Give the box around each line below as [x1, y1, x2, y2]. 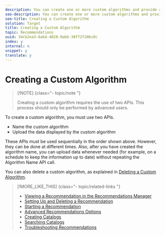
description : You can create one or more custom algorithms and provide [5, 7, 157, 12]
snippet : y [5, 48, 27, 53]
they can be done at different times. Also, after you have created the [5, 144, 143, 150]
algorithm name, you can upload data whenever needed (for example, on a [5, 149, 156, 155]
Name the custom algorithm [12, 124, 69, 130]
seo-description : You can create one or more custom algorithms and [5, 12, 148, 17]
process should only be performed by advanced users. [17, 105, 129, 111]
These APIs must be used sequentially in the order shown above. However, [5, 138, 157, 145]
